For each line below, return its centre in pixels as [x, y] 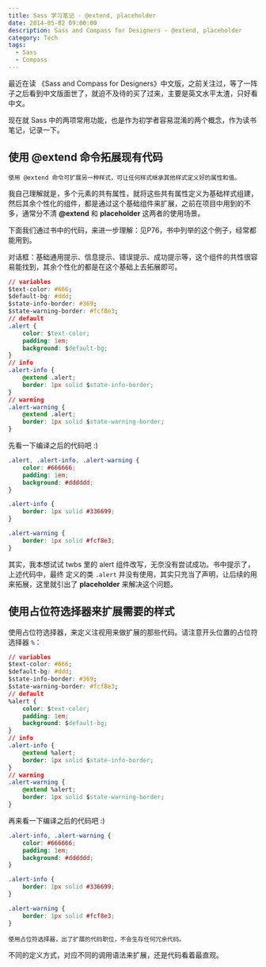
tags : [17, 45]
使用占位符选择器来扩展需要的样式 [91, 612]
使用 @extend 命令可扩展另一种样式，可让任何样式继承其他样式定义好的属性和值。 [124, 178]
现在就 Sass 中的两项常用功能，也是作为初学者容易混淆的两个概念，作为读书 [133, 120]
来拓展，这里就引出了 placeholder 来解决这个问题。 [93, 584]
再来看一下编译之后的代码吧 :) [57, 820]
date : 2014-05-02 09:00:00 [53, 23]
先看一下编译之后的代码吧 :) [53, 446]
